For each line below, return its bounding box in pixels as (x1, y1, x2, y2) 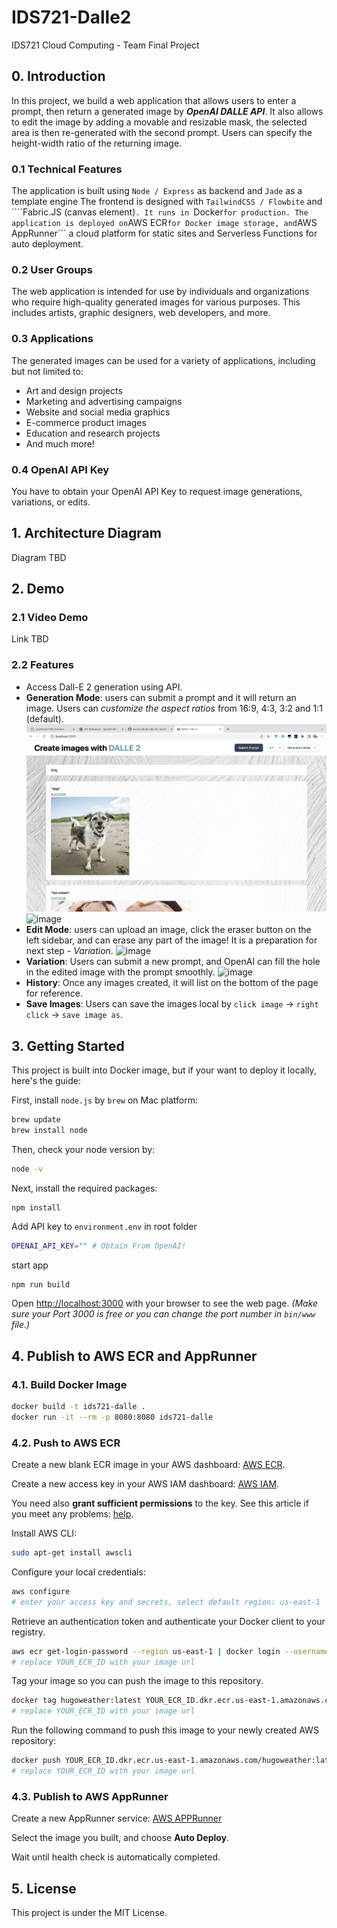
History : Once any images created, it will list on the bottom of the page (25, 977, 319, 989)
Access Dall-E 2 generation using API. (25, 681, 183, 693)
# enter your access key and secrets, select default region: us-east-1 (11, 1597, 321, 1607)
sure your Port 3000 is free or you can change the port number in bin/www (11, 1308, 316, 1320)
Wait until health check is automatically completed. (11, 1851, 221, 1863)
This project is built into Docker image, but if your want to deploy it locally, (11, 1064, 317, 1076)
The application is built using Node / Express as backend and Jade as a (11, 185, 303, 197)
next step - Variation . (25, 945, 114, 957)
